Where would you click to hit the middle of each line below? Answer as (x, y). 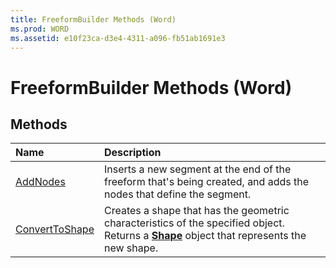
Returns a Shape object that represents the (205, 236)
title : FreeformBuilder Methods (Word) (93, 19)
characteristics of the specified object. (194, 223)
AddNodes (40, 182)
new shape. (131, 248)
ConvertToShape (55, 229)
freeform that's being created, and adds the (206, 182)
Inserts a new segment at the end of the (197, 169)
